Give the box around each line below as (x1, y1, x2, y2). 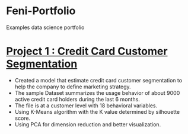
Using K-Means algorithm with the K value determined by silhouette (14, 108, 180, 115)
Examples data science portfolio (6, 24, 85, 31)
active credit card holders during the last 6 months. (14, 95, 141, 103)
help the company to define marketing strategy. (14, 83, 132, 90)
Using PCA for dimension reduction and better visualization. (14, 120, 161, 128)
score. (14, 114, 31, 122)
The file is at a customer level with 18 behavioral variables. (14, 102, 158, 109)
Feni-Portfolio (6, 4, 76, 18)
